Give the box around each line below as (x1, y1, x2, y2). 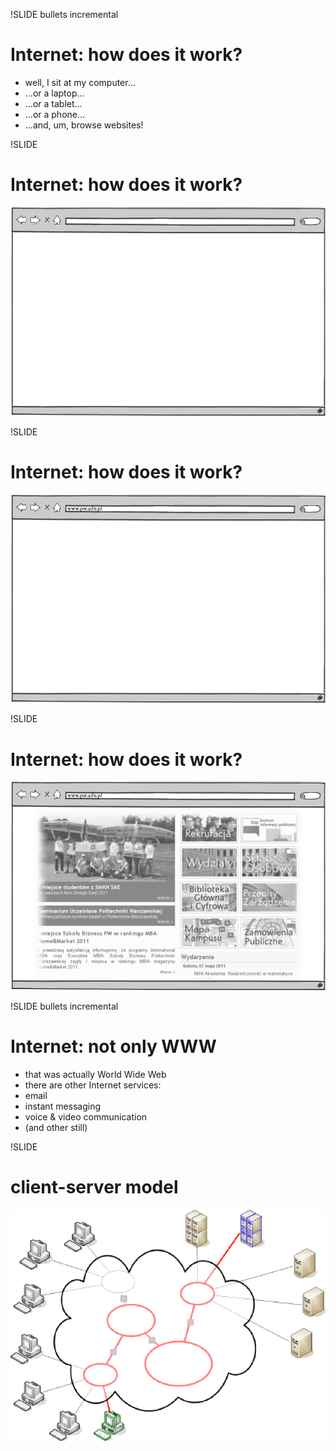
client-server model (10, 1176, 179, 1199)
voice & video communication (24, 1110, 148, 1123)
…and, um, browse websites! (24, 119, 144, 131)
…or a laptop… (24, 87, 85, 99)
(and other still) (24, 1121, 88, 1133)
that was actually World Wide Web (24, 1068, 167, 1080)
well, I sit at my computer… (24, 76, 136, 88)
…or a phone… (24, 108, 86, 120)
